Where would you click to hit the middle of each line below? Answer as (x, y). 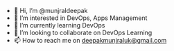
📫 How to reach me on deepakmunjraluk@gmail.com (90, 40)
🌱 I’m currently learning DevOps (59, 25)
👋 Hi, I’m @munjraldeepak (51, 11)
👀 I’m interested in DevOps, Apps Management (80, 18)
